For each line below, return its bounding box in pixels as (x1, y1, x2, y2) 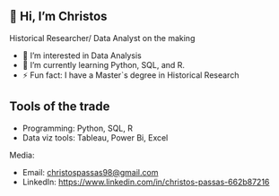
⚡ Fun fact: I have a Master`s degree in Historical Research (22, 69, 240, 81)
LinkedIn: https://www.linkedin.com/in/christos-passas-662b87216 (22, 176, 270, 187)
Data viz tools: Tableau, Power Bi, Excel (22, 132, 169, 143)
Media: (9, 149, 35, 160)
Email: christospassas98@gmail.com (22, 166, 159, 177)
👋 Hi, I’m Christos (9, 9, 108, 24)
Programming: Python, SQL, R (22, 123, 133, 133)
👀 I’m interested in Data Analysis (22, 50, 142, 61)
